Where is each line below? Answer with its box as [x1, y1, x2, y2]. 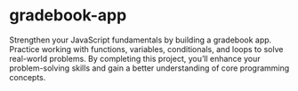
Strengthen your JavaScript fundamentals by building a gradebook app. [9, 34, 272, 45]
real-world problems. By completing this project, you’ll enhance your [9, 53, 261, 64]
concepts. [9, 72, 46, 82]
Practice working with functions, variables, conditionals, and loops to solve [9, 43, 284, 54]
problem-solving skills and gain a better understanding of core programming [9, 63, 290, 73]
